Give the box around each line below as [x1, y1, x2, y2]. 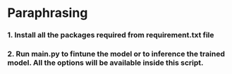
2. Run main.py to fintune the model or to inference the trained [7, 49, 226, 59]
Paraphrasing [7, 5, 88, 21]
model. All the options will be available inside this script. [7, 58, 204, 68]
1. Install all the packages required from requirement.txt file [7, 30, 214, 40]
